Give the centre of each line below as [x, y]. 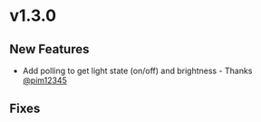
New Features [49, 49]
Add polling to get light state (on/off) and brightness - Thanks [137, 70]
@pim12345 [45, 80]
